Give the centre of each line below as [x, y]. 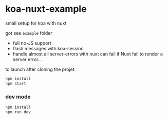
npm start [16, 83]
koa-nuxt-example [46, 9]
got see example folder [29, 33]
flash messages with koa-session [48, 48]
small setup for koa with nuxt [36, 23]
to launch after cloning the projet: [41, 69]
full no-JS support [32, 43]
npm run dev [18, 112]
